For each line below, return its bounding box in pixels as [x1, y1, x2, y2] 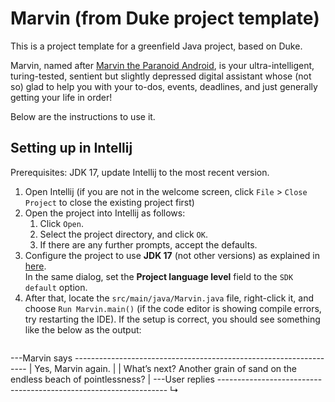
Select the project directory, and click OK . [39, 228, 208, 240]
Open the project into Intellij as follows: [24, 207, 186, 219]
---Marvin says [10, 352, 73, 364]
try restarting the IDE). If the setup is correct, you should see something [24, 313, 321, 325]
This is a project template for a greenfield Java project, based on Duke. [10, 40, 303, 52]
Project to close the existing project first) [24, 196, 195, 208]
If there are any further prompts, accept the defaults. [39, 238, 258, 251]
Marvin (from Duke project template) [10, 7, 320, 30]
